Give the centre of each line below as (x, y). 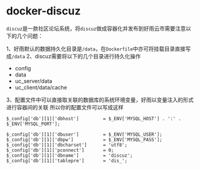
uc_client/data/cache (41, 87)
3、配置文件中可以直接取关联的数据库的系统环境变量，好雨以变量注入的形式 (100, 100)
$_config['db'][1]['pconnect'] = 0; (60, 150)
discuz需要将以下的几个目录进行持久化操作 (88, 56)
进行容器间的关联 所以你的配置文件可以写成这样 (65, 107)
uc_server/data (34, 81)
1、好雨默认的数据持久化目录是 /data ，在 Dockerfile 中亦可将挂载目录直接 (96, 49)
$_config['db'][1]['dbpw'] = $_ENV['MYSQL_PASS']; (84, 139)
